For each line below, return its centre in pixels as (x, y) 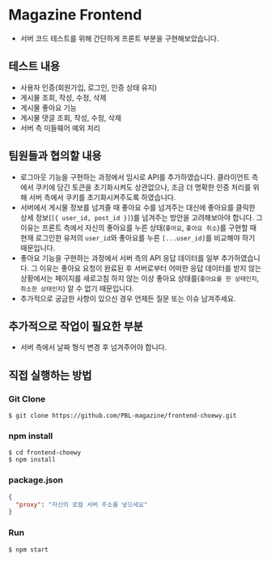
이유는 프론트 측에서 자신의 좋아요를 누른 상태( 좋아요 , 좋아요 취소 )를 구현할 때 (138, 228)
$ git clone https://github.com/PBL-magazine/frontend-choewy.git (123, 416)
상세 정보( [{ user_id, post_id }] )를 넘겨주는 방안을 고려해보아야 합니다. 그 (141, 217)
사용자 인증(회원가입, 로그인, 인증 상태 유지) (89, 87)
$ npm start (28, 549)
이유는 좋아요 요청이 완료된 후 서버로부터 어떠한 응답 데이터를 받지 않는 (150, 268)
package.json (36, 480)
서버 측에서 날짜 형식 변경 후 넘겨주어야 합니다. (93, 347)
